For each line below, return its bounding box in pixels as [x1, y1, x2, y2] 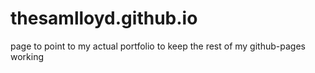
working [10, 50, 45, 62]
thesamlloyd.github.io [10, 7, 198, 30]
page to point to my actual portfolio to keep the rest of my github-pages [10, 40, 306, 52]
